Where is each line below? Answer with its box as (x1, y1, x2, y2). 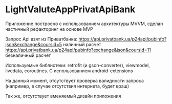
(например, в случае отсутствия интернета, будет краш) (5, 83, 130, 89)
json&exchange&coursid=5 (5, 41, 62, 47)
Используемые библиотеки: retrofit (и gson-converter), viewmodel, (5, 62, 150, 68)
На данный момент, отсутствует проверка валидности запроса (5, 77, 144, 84)
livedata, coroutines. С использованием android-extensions (5, 68, 133, 74)
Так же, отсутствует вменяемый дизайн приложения (5, 93, 121, 99)
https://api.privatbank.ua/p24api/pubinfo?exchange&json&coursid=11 (5, 47, 151, 53)
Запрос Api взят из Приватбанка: (5, 36, 78, 42)
